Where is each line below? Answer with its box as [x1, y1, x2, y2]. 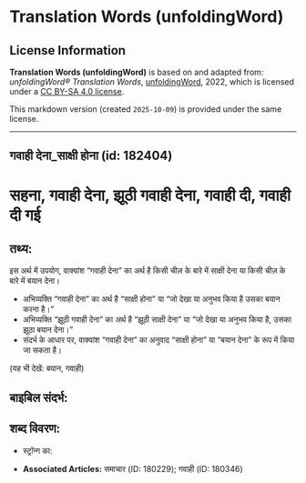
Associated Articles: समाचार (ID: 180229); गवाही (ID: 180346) [22, 463, 243, 474]
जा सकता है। [22, 345, 62, 356]
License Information [9, 43, 126, 58]
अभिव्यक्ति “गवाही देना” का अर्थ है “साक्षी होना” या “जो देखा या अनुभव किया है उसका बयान [22, 294, 280, 305]
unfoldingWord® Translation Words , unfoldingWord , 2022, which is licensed [9, 76, 294, 87]
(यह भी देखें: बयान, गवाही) [9, 363, 85, 374]
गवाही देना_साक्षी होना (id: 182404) [9, 148, 173, 164]
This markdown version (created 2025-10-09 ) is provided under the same [9, 104, 282, 115]
